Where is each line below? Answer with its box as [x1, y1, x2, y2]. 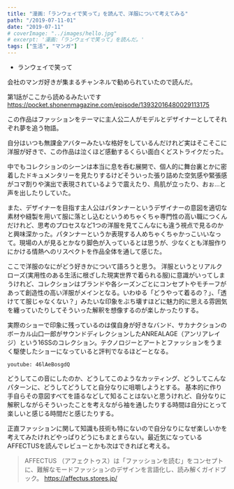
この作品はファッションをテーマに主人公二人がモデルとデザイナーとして [7, 115, 215, 123]
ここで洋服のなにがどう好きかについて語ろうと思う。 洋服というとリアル [7, 262, 217, 270]
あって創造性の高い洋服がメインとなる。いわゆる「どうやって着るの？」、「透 [7, 289, 227, 296]
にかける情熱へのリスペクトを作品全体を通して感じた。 [7, 247, 166, 256]
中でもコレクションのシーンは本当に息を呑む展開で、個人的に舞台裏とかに [7, 163, 221, 170]
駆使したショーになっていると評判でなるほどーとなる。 [13, 347, 173, 355]
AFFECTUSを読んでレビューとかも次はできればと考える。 [7, 442, 174, 450]
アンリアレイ [184, 330, 221, 338]
